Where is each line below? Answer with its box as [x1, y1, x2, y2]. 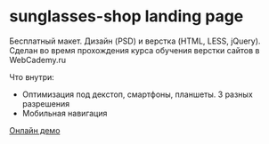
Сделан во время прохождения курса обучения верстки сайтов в [9, 44, 260, 55]
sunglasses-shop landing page [9, 6, 244, 27]
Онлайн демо [9, 124, 61, 135]
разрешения [21, 98, 69, 108]
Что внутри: [9, 71, 55, 82]
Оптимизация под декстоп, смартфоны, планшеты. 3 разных [21, 89, 254, 100]
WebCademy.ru [9, 54, 67, 65]
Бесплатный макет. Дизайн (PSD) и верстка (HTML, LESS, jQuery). [9, 36, 261, 46]
